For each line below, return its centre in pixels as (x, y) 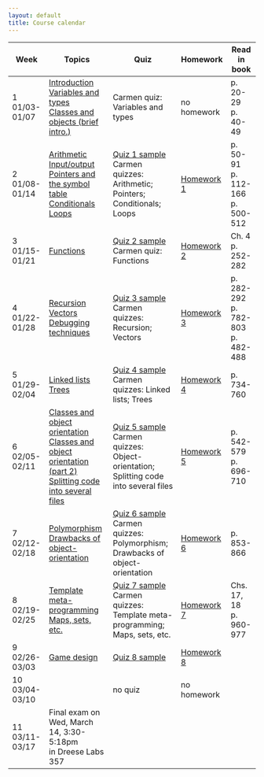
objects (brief (73, 121)
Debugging (69, 322)
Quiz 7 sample (139, 585)
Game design (73, 657)
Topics (77, 59)
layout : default (35, 15)
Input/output (71, 164)
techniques (69, 332)
